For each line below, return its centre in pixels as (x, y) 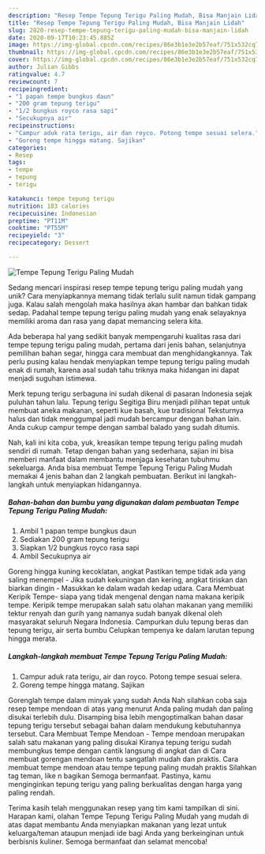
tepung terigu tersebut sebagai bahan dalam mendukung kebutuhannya (125, 725)
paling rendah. (32, 792)
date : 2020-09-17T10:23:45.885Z (61, 38)
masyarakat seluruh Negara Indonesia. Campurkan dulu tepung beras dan (128, 622)
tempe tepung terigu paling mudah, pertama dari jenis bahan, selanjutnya (127, 344)
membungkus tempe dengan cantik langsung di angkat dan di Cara (117, 751)
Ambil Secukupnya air (55, 556)
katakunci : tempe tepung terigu (61, 198)
